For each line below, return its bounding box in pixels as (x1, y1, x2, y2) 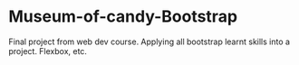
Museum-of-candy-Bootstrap (8, 6, 237, 27)
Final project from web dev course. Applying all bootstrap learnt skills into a (8, 36, 291, 47)
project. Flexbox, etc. (8, 45, 88, 56)
